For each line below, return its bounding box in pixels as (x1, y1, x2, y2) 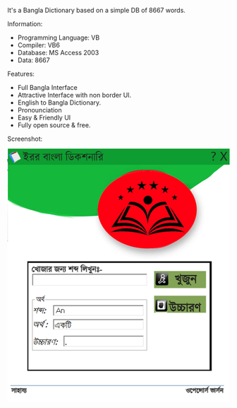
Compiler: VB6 (17, 41, 60, 49)
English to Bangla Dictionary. (17, 98, 102, 107)
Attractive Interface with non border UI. (17, 91, 132, 99)
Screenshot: (7, 134, 43, 143)
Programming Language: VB (17, 33, 100, 42)
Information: (7, 20, 43, 28)
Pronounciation (17, 106, 62, 114)
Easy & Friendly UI (17, 113, 71, 122)
